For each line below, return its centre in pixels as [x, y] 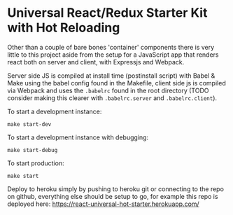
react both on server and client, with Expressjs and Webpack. [96, 62]
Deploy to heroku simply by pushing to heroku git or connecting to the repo [115, 189]
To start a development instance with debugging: [78, 137]
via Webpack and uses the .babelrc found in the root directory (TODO [108, 90]
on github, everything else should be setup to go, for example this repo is [113, 196]
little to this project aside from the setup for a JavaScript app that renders [113, 55]
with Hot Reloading [64, 28]
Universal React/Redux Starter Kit [107, 13]
